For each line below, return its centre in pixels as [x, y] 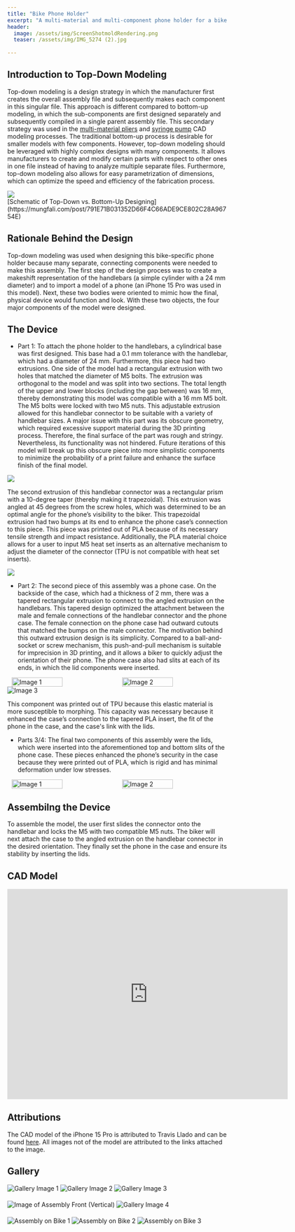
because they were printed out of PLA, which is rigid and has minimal [117, 762]
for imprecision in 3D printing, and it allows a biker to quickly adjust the [120, 653]
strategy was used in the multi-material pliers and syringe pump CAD [107, 129]
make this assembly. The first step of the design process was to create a [112, 270]
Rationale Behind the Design [70, 239]
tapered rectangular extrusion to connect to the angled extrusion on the [121, 601]
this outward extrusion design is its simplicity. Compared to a [105, 638]
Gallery [23, 1171]
